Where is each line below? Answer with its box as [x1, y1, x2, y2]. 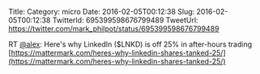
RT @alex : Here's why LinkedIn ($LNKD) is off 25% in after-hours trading [8, 39, 253, 49]
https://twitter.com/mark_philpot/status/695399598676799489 [8, 24, 220, 33]
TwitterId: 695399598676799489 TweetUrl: [52, 15, 198, 25]
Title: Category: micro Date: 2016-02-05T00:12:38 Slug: [8, 7, 195, 16]
